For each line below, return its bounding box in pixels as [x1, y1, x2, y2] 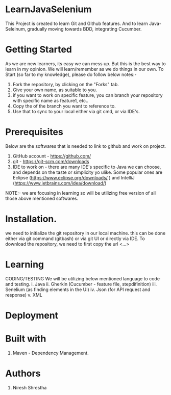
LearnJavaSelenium [5, 4, 92, 15]
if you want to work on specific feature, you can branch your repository [12, 92, 163, 98]
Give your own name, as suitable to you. [12, 87, 97, 93]
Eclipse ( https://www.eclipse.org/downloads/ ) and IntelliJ [12, 174, 135, 180]
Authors [5, 368, 41, 379]
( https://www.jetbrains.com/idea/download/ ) [12, 180, 107, 186]
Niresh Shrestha [12, 384, 47, 390]
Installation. [5, 213, 57, 225]
